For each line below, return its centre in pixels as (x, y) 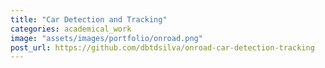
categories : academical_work (71, 29)
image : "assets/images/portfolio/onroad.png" (106, 38)
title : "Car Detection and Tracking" (89, 19)
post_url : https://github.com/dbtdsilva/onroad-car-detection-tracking (162, 47)
